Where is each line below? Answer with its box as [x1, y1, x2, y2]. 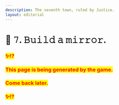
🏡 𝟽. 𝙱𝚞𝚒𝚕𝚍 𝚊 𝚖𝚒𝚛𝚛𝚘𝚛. [5, 34, 107, 46]
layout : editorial [5, 12, 44, 17]
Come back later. [5, 80, 48, 87]
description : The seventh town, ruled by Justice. [5, 7, 115, 13]
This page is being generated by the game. [5, 66, 113, 73]
